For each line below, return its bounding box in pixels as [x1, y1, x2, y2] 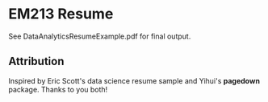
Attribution [8, 55, 65, 68]
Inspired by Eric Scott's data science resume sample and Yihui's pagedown [8, 75, 261, 85]
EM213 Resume [8, 5, 114, 23]
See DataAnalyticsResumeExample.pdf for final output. [8, 31, 191, 41]
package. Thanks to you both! [8, 84, 108, 94]
